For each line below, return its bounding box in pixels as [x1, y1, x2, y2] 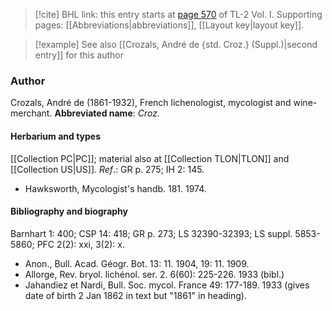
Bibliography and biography [10, 205, 128, 218]
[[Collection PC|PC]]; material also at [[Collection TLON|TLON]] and [10, 152, 290, 164]
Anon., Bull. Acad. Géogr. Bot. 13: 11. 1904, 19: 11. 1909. [24, 257, 250, 269]
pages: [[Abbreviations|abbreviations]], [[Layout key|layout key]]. [34, 19, 305, 31]
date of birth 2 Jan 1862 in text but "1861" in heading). [24, 289, 247, 301]
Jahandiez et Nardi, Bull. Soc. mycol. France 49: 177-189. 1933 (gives [24, 279, 310, 291]
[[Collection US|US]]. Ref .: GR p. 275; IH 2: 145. [10, 163, 205, 175]
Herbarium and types [10, 130, 102, 142]
